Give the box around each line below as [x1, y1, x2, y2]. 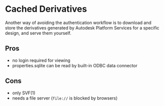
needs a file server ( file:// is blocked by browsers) [12, 95, 118, 101]
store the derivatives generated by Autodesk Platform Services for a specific [5, 25, 160, 30]
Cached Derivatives [5, 3, 87, 15]
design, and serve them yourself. [5, 30, 71, 36]
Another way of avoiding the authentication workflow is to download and [5, 20, 152, 26]
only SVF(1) [12, 90, 36, 96]
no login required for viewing [12, 57, 70, 63]
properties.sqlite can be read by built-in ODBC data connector [12, 62, 138, 68]
